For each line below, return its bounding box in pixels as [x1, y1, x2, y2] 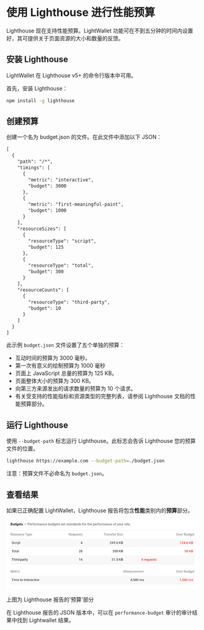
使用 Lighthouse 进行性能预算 [6, 6, 155, 20]
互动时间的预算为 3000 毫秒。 [15, 354, 91, 361]
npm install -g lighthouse [6, 97, 75, 104]
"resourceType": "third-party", [28, 299, 111, 306]
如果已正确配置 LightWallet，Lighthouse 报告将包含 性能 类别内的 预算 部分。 [6, 506, 194, 514]
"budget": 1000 [28, 207, 67, 214]
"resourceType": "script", [28, 238, 97, 245]
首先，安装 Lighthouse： [6, 84, 68, 92]
